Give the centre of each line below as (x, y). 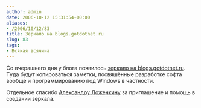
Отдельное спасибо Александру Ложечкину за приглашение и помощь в (101, 92)
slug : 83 (17, 40)
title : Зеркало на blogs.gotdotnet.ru (55, 34)
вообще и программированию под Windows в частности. (81, 80)
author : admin (24, 12)
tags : (13, 46)
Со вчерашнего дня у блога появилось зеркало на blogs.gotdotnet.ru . (96, 68)
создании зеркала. (30, 98)
